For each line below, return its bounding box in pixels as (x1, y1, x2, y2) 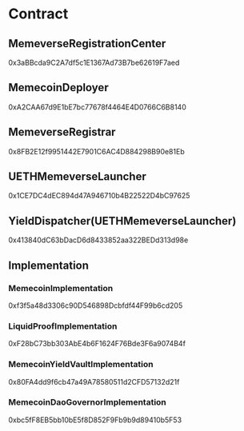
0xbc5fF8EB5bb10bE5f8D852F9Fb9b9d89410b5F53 (8, 415, 182, 425)
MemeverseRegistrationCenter (8, 37, 166, 50)
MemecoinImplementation (8, 282, 114, 293)
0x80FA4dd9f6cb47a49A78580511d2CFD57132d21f (8, 377, 180, 386)
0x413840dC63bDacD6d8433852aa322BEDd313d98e (8, 235, 189, 245)
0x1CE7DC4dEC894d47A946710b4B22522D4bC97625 (8, 191, 190, 201)
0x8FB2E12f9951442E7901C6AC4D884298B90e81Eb (8, 146, 186, 156)
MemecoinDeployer (8, 81, 110, 94)
